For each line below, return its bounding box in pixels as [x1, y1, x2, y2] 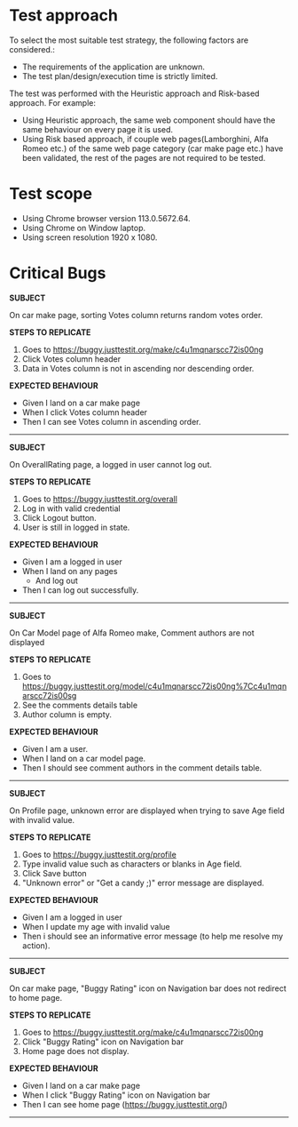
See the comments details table [21, 699, 138, 710]
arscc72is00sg [21, 690, 77, 700]
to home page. [9, 992, 63, 1003]
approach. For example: [9, 97, 96, 108]
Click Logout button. [21, 512, 98, 523]
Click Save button [21, 867, 87, 878]
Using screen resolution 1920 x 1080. [21, 232, 158, 243]
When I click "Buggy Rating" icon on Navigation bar [21, 1090, 211, 1100]
